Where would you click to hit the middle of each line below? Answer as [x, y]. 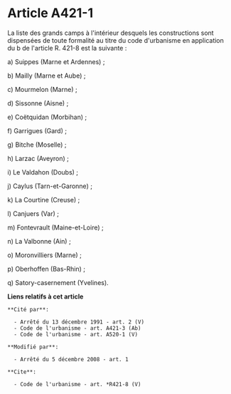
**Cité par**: [28, 309]
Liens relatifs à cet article [45, 296]
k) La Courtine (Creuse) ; [44, 199]
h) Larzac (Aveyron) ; [38, 158]
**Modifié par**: [33, 347]
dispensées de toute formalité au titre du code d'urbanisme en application [116, 40]
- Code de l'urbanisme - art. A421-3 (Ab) [77, 328]
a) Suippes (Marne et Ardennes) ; [56, 61]
